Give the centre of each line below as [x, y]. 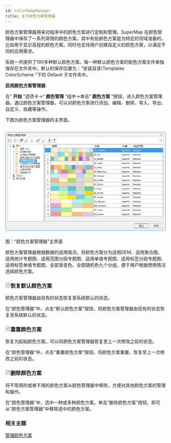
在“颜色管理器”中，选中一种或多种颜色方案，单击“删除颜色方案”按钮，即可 [83, 402]
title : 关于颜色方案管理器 [31, 16]
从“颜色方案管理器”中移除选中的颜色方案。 [50, 409]
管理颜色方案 [19, 435]
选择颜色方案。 [21, 271]
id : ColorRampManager [28, 11]
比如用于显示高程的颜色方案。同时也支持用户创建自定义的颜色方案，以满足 [83, 45]
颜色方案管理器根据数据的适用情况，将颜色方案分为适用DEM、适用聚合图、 [84, 252]
